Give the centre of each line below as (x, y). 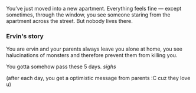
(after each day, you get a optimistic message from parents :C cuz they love (98, 78)
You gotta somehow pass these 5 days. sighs (61, 67)
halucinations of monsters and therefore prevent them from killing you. (92, 55)
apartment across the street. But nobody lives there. (69, 21)
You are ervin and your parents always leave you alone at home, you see (94, 49)
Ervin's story (25, 36)
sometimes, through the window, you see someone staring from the (88, 15)
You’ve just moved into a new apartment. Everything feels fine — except (94, 9)
